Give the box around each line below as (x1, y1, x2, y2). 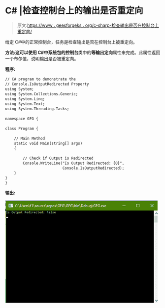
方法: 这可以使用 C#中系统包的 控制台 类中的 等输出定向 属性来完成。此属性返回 (5, 49, 161, 55)
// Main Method (14, 136, 45, 141)
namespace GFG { (5, 116, 38, 121)
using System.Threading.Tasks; (5, 106, 69, 111)
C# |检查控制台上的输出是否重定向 (5, 5, 143, 16)
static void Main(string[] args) (14, 141, 83, 146)
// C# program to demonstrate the (5, 77, 76, 82)
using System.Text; (5, 101, 45, 106)
